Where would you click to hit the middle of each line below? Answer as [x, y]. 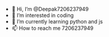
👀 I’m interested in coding [43, 15]
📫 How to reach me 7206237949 [52, 28]
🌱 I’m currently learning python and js [57, 21]
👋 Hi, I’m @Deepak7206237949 [50, 9]
